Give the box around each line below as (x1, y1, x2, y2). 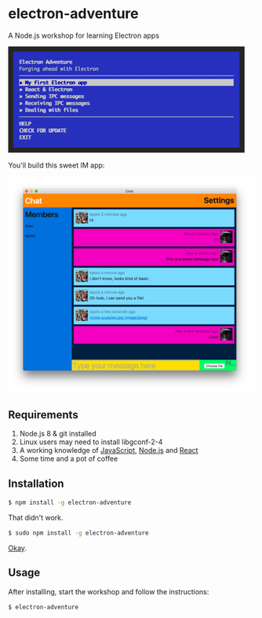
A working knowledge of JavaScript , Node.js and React (19, 446, 198, 455)
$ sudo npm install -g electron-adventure (8, 528, 149, 537)
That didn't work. (8, 513, 64, 522)
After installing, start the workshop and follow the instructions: (8, 587, 209, 596)
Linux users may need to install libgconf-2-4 (19, 437, 163, 447)
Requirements (8, 408, 78, 421)
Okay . (8, 543, 27, 553)
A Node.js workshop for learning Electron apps (8, 31, 159, 40)
